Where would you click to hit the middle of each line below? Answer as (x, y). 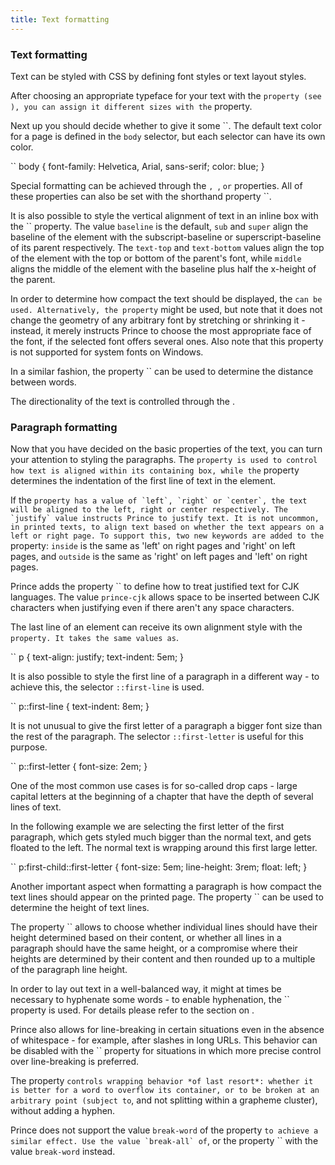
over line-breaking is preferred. (75, 1062)
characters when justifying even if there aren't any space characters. (152, 608)
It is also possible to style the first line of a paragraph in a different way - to (165, 677)
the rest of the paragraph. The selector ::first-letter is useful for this (157, 737)
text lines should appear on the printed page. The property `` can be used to (167, 897)
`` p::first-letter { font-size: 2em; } (79, 767)
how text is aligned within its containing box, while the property (155, 470)
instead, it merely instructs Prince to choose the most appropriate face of (161, 330)
